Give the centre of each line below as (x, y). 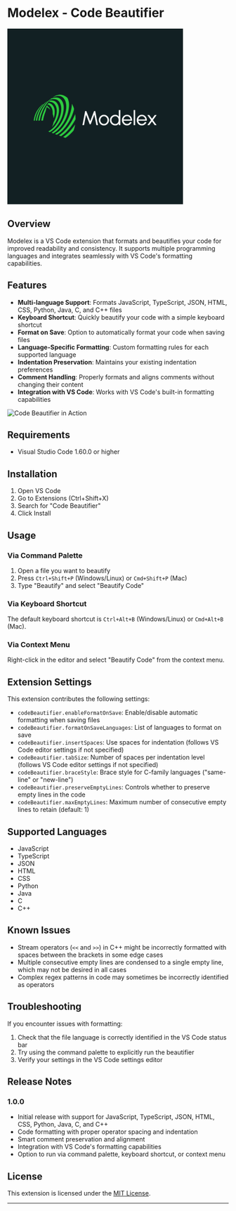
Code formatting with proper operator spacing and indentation (107, 1132)
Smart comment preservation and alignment (81, 1139)
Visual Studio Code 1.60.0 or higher (68, 452)
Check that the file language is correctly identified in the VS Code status (122, 1037)
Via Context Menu (39, 645)
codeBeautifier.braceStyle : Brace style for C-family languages (109, 772)
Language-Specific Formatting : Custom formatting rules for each (113, 347)
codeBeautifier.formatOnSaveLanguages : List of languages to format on (119, 728)
